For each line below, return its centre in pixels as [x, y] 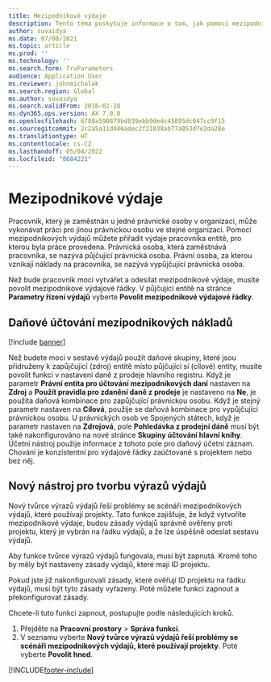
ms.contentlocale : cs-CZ [50, 144]
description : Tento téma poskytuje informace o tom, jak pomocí [119, 23]
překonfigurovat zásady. [49, 597]
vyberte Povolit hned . [56, 654]
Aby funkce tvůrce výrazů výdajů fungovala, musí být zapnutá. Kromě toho [133, 556]
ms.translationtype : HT [48, 136]
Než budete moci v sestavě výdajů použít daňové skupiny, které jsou [122, 358]
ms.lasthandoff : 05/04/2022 [56, 151]
